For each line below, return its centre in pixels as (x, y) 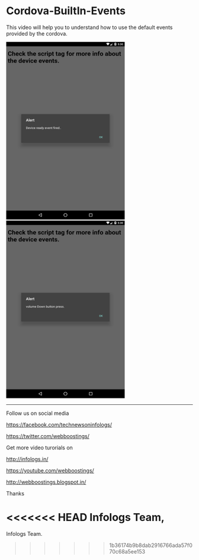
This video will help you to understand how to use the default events (89, 27)
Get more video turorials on (39, 448)
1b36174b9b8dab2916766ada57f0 (151, 545)
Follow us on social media (38, 413)
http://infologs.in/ (27, 459)
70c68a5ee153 (127, 551)
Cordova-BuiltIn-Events (66, 11)
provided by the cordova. (37, 33)
